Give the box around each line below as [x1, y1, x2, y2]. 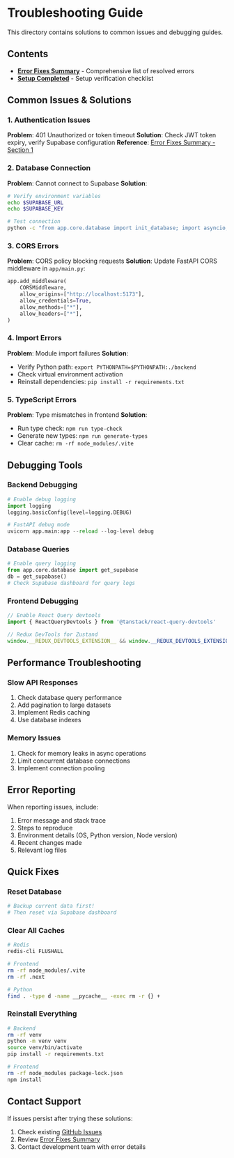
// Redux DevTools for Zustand [7, 631, 98, 639]
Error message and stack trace [17, 816, 107, 824]
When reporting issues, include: [7, 802, 99, 811]
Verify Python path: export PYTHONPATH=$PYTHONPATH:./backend [17, 363, 196, 371]
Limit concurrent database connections [17, 756, 130, 765]
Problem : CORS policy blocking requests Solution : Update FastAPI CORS [7, 257, 217, 266]
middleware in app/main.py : [7, 264, 86, 273]
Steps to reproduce [17, 823, 73, 832]
